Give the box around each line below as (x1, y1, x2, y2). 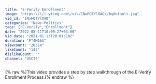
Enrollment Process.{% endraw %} (5, 74, 74, 80)
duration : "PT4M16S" (5, 38, 47, 43)
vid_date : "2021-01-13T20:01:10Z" (5, 34, 75, 39)
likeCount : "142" (5, 47, 40, 52)
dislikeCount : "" (5, 51, 40, 57)
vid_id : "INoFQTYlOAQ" (5, 16, 51, 21)
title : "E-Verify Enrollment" (5, 7, 66, 12)
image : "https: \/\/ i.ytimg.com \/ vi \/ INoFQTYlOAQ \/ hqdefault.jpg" (5, 12, 139, 16)
